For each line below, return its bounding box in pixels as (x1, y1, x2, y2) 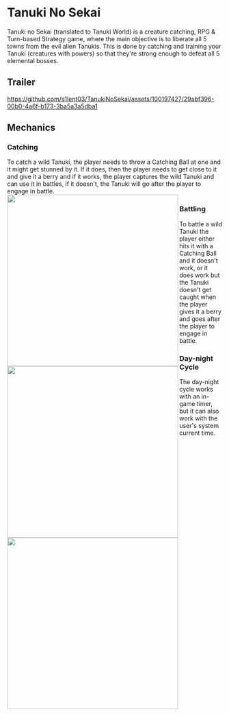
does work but (179, 271, 220, 279)
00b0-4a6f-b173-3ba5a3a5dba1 (7, 102, 98, 110)
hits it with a (179, 241, 213, 250)
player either (179, 235, 215, 243)
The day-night (179, 378, 219, 386)
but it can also (179, 407, 219, 416)
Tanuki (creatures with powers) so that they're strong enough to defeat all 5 (7, 49, 220, 58)
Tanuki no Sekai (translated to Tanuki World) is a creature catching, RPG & (7, 27, 216, 36)
